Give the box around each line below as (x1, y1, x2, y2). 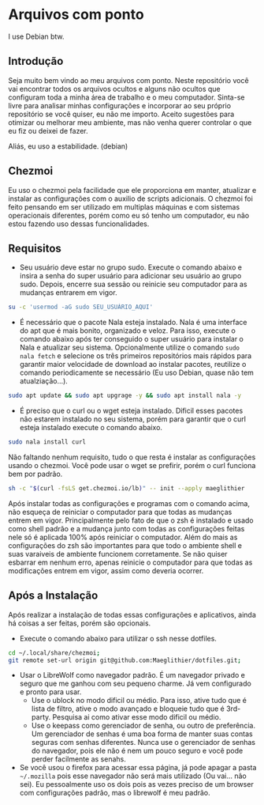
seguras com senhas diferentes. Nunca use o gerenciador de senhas (31, 738, 256, 747)
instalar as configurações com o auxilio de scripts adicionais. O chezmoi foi (8, 194, 254, 203)
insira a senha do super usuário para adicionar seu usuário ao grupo (19, 271, 242, 281)
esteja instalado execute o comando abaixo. (19, 423, 163, 433)
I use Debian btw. (8, 32, 65, 41)
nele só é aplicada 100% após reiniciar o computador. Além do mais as (8, 532, 238, 542)
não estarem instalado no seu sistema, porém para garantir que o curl (19, 414, 247, 424)
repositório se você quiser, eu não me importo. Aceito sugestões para (8, 109, 235, 119)
